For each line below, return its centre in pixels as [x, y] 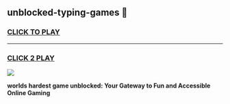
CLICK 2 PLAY [31, 57]
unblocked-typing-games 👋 [67, 13]
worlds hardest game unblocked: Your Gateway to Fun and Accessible [109, 86]
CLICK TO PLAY [34, 32]
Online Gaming [29, 92]
